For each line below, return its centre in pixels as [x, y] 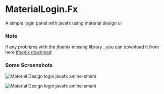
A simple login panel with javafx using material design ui [64, 23]
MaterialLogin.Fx [42, 9]
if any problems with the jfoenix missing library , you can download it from [82, 47]
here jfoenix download [29, 52]
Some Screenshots [29, 65]
